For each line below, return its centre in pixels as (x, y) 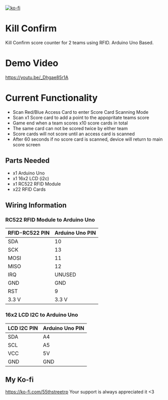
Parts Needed (27, 161)
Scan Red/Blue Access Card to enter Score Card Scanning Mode (80, 112)
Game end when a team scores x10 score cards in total (70, 123)
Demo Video (32, 63)
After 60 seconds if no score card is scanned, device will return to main (88, 139)
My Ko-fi (20, 380)
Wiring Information (36, 205)
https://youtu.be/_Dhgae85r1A (37, 77)
